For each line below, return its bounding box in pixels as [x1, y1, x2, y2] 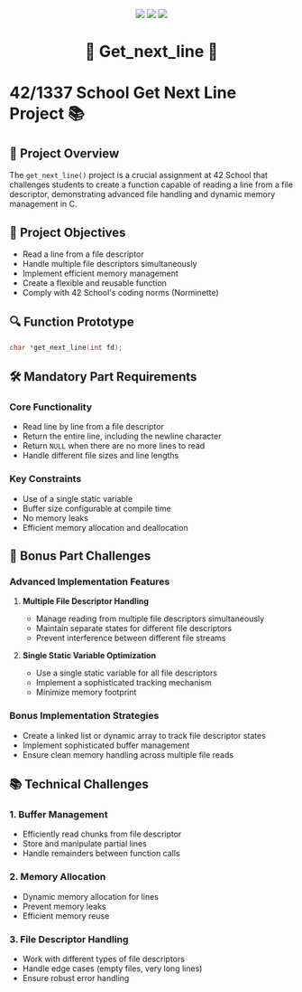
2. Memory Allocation [9, 871, 106, 883]
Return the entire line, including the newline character [22, 430, 222, 442]
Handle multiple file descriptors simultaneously [22, 259, 197, 269]
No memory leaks [22, 512, 88, 524]
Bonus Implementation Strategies [9, 710, 160, 723]
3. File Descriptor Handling [9, 932, 129, 945]
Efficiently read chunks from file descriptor [22, 828, 182, 840]
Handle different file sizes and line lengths [22, 450, 179, 461]
